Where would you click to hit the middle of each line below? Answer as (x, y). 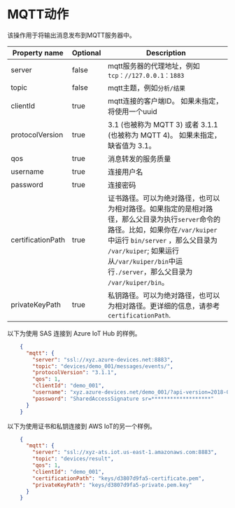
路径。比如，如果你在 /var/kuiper (163, 230)
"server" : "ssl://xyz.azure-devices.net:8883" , (103, 359)
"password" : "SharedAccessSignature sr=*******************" (123, 399)
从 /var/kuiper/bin (138, 261)
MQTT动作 (38, 14)
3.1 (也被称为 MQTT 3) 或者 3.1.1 (163, 125)
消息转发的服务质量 (140, 158)
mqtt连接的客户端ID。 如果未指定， (165, 101)
